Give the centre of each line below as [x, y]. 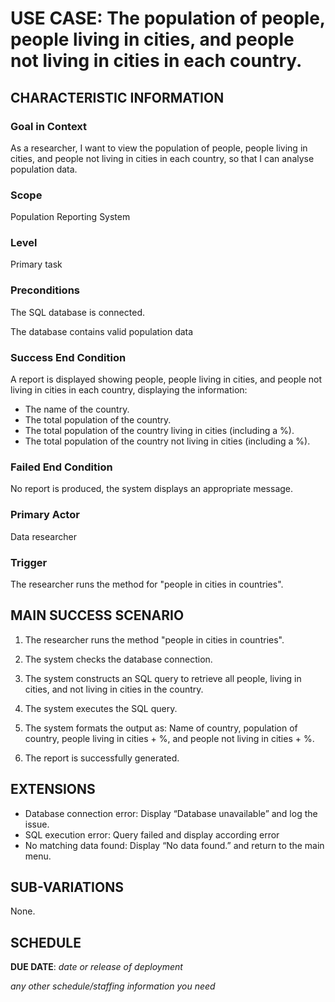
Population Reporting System [70, 217]
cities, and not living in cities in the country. [114, 689]
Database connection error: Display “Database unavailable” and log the [171, 813]
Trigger [29, 562]
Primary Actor [45, 515]
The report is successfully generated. [102, 758]
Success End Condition [68, 357]
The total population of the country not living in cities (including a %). [167, 441]
